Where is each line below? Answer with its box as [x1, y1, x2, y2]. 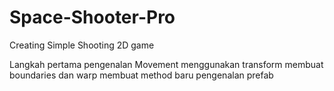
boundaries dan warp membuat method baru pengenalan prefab [9, 69, 274, 81]
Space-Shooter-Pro [9, 6, 176, 29]
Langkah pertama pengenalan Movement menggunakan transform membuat [9, 58, 324, 70]
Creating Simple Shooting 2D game [9, 39, 155, 51]
